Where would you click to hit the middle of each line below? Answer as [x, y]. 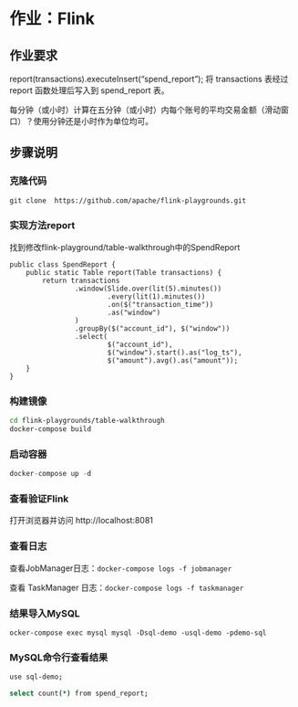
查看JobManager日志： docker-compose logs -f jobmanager [121, 568]
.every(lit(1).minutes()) [156, 296]
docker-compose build [51, 429]
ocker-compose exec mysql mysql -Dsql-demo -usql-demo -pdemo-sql [138, 633]
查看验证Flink [39, 499]
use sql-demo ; [36, 677]
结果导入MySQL [45, 613]
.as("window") [134, 312]
